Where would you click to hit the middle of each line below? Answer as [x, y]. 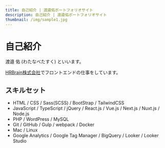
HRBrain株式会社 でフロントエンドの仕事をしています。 [63, 73]
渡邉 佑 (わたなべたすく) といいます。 [45, 61]
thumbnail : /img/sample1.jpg [36, 19]
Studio [19, 141]
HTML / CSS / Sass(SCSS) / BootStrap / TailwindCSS [68, 103]
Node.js [21, 114]
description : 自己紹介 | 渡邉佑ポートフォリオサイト [56, 15]
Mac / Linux [25, 130]
